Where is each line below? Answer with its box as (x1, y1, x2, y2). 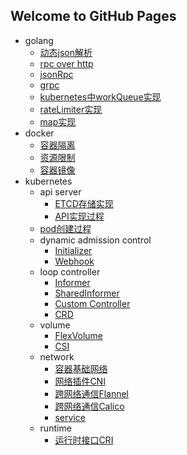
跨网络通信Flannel (54, 387, 130, 399)
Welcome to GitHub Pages (10, 8, 177, 25)
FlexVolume (54, 329, 103, 341)
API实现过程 (54, 210, 105, 222)
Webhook (54, 255, 95, 267)
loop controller (39, 265, 101, 278)
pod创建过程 (39, 222, 92, 234)
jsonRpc (39, 68, 74, 80)
